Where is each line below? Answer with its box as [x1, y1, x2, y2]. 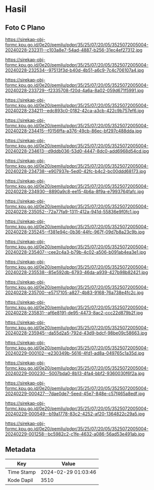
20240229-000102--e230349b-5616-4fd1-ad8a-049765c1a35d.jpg [5, 350, 145, 356]
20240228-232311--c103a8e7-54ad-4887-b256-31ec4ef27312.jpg [5, 47, 143, 53]
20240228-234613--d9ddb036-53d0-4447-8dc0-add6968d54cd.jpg [5, 148, 149, 154]
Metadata [5, 445, 36, 454]
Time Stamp [7, 469, 36, 476]
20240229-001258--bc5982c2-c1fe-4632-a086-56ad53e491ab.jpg [5, 431, 145, 437]
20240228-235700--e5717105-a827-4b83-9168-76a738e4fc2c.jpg [5, 290, 144, 295]
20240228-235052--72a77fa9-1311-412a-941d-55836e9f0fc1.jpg [5, 209, 140, 214]
